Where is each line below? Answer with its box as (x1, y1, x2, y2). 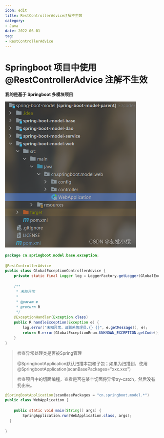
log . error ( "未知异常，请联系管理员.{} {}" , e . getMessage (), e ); (22, 325, 148, 330)
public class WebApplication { (5, 398, 69, 403)
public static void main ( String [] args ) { (14, 408, 102, 413)
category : (5, 18, 25, 23)
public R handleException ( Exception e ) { (14, 320, 99, 325)
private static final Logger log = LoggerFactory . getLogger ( (14, 274, 141, 278)
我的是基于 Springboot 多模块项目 (5, 91, 73, 97)
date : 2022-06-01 (5, 28, 41, 34)
